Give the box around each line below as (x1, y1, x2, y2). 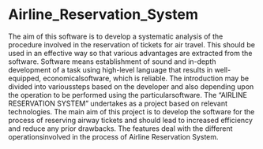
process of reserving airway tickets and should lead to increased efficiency (8, 115, 253, 125)
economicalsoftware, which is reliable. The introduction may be (43, 73, 250, 83)
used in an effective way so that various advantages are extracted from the (8, 48, 253, 58)
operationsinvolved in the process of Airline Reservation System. (8, 132, 219, 141)
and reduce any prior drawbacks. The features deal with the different (8, 124, 233, 133)
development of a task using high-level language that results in (8, 65, 213, 74)
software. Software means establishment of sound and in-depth (8, 57, 216, 66)
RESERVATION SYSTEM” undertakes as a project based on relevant (8, 99, 227, 108)
